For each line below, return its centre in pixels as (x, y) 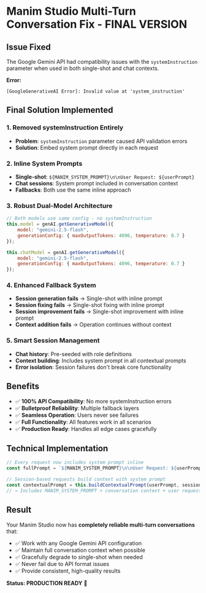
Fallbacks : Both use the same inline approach (73, 190)
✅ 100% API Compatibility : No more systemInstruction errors (93, 401)
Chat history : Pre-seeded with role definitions (73, 354)
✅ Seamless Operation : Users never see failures (77, 415)
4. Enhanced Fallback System (51, 285)
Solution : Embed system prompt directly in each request (87, 147)
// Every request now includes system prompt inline (75, 463)
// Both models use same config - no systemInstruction (79, 219)
